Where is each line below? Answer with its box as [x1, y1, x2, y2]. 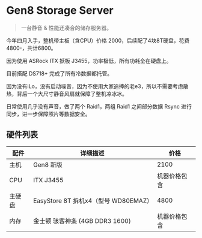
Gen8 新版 [32, 160, 63, 168]
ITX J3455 [32, 176, 64, 184]
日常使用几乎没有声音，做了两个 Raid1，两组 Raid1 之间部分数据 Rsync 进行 [6, 103, 192, 110]
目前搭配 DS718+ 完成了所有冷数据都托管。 [6, 70, 113, 77]
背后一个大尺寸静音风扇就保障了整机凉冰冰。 [16, 90, 127, 97]
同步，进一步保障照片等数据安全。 [6, 110, 91, 118]
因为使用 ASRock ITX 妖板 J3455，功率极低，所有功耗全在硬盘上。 [6, 57, 172, 64]
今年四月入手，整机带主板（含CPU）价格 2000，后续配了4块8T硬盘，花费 [6, 37, 190, 44]
